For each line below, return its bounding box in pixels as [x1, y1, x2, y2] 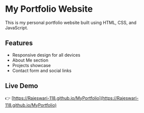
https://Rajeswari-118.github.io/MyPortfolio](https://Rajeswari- [13, 95, 139, 101]
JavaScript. [5, 24, 29, 30]
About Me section [12, 57, 49, 63]
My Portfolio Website [5, 3, 93, 15]
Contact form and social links [12, 68, 72, 73]
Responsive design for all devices [12, 52, 81, 58]
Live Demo [5, 82, 38, 90]
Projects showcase [12, 62, 51, 68]
